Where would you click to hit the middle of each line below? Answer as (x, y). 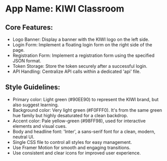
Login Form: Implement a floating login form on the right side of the (82, 45)
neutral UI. (23, 137)
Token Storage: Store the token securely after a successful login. (80, 66)
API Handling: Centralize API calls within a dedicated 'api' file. (77, 71)
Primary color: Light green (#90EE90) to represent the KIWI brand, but (86, 99)
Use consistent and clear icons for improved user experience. (77, 153)
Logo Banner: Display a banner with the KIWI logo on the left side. (81, 39)
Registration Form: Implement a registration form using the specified (83, 55)
